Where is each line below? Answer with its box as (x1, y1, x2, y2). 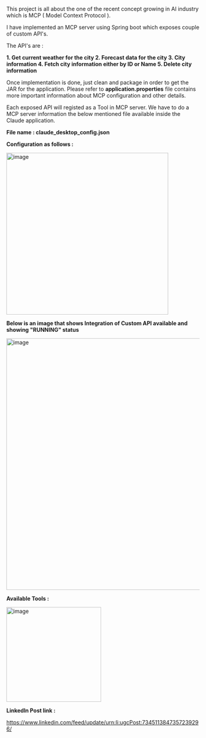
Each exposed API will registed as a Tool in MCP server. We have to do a (6, 104, 189, 111)
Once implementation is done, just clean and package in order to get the (6, 79, 189, 86)
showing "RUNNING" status (6, 326, 80, 333)
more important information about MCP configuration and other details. (6, 92, 186, 99)
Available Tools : (6, 595, 49, 602)
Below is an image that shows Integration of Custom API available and (6, 320, 188, 327)
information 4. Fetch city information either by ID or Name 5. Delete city (6, 61, 192, 67)
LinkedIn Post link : (6, 707, 56, 714)
